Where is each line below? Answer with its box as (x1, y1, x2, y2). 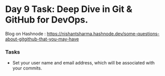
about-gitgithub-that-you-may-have (5, 36, 79, 42)
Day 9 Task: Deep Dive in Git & (5, 3, 132, 15)
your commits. (12, 65, 42, 71)
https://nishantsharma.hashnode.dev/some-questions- (46, 30, 160, 36)
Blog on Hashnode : (5, 30, 46, 36)
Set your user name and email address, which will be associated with (12, 60, 155, 66)
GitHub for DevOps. (5, 14, 88, 25)
